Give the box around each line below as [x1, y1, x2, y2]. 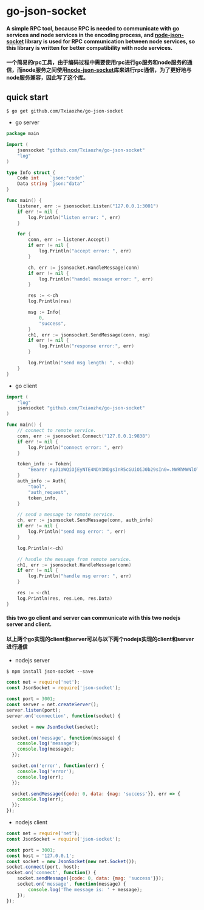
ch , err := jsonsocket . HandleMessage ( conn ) [28, 265, 140, 271]
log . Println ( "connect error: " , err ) [28, 444, 123, 451]
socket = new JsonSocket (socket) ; [12, 724, 99, 730]
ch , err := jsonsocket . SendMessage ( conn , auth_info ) [17, 517, 154, 524]
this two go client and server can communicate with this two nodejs [6, 614, 181, 622]
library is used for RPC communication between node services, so [25, 38, 195, 45]
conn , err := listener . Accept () [28, 237, 110, 243]
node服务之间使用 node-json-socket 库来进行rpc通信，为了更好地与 [22, 66, 192, 74]
